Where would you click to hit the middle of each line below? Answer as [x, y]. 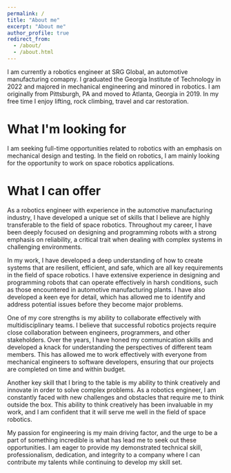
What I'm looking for [67, 129]
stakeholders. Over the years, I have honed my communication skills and [110, 340]
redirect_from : [29, 39]
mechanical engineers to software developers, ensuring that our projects [111, 362]
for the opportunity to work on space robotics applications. [91, 163]
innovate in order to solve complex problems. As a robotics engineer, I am [112, 390]
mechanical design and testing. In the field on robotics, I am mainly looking [113, 156]
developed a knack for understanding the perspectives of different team [110, 347]
